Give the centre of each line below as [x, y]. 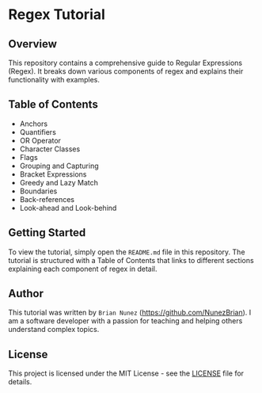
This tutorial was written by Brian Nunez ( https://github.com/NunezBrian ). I [130, 313]
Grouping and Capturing [59, 166]
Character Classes [50, 149]
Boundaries [38, 191]
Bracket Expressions [53, 174]
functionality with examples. [54, 80]
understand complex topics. [54, 330]
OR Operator [40, 140]
